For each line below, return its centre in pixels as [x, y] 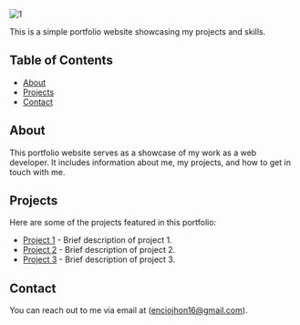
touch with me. [37, 172]
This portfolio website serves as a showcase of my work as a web [133, 152]
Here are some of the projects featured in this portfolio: [113, 223]
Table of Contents [62, 61]
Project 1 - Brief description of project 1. [97, 240]
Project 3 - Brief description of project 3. [99, 259]
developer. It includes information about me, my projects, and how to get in [150, 162]
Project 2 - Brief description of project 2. [99, 250]
